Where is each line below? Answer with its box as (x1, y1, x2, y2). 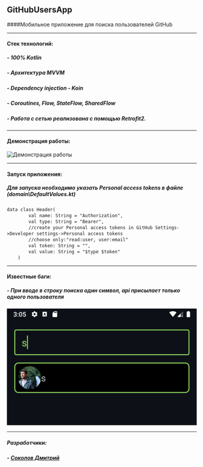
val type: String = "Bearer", (28, 218, 104, 224)
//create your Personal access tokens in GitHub (28, 224, 153, 230)
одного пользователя (7, 293, 64, 300)
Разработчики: (7, 439, 47, 446)
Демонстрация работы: (7, 138, 71, 145)
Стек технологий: (7, 40, 54, 48)
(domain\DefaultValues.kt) (7, 191, 76, 198)
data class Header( (7, 206, 56, 212)
